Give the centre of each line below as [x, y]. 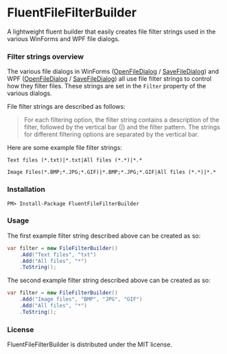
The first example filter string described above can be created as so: [104, 236]
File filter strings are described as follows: [66, 107]
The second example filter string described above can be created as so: [109, 280]
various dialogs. [30, 93]
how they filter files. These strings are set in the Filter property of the [107, 86]
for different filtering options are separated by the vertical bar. [111, 134]
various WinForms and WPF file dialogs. [63, 38]
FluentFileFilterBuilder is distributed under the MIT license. [90, 344]
